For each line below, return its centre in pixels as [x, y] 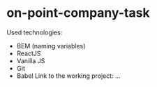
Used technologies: [35, 32]
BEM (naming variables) [51, 46]
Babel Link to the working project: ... [68, 76]
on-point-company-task [78, 13]
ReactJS [29, 53]
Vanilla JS [31, 60]
